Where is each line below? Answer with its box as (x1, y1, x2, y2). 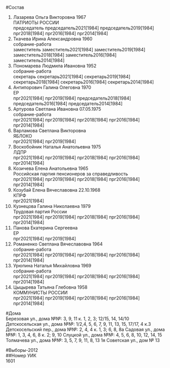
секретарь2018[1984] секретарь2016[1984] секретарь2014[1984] (13, 79, 154, 85)
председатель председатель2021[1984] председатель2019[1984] (13, 25, 154, 31)
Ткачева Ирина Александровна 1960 (13, 36, 93, 42)
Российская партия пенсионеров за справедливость (13, 171, 129, 177)
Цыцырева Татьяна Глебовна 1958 (13, 284, 88, 290)
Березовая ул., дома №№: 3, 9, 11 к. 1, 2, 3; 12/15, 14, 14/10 (6, 316, 130, 322)
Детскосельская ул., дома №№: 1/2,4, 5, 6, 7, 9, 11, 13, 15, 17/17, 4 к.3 (6, 321, 151, 327)
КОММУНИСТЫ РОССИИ (13, 290, 68, 295)
